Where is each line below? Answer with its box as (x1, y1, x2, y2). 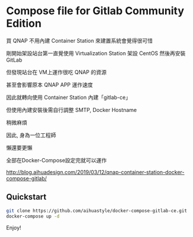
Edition (6, 17, 42, 30)
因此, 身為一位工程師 (6, 132, 56, 139)
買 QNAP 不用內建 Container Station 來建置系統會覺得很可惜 (6, 37, 153, 44)
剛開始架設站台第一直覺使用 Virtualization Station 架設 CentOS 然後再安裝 (6, 49, 186, 57)
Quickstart (6, 192, 47, 202)
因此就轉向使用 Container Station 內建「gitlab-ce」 (6, 94, 131, 101)
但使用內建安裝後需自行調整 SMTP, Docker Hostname (6, 106, 137, 113)
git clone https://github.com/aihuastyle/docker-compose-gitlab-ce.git (6, 207, 187, 214)
